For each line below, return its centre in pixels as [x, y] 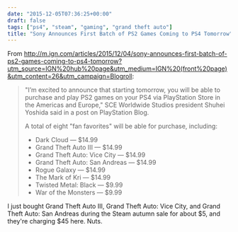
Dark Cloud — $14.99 [66, 140]
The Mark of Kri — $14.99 [73, 178]
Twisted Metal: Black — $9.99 [79, 185]
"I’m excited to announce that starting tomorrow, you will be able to [123, 90]
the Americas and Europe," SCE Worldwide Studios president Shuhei [125, 105]
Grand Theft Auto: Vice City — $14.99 [90, 155]
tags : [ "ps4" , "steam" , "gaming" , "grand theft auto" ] [90, 27]
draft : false [27, 21]
